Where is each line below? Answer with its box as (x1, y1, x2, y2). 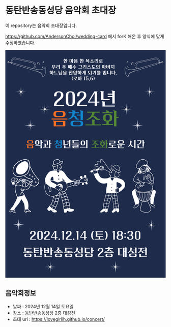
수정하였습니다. (5, 39, 36, 46)
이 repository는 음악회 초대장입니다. (5, 22, 77, 28)
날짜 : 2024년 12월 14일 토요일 (12, 303, 74, 309)
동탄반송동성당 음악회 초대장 (5, 5, 117, 16)
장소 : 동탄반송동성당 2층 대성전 (12, 310, 75, 316)
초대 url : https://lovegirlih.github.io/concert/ (12, 316, 105, 322)
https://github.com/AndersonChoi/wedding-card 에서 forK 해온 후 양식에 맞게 (5, 33, 164, 39)
